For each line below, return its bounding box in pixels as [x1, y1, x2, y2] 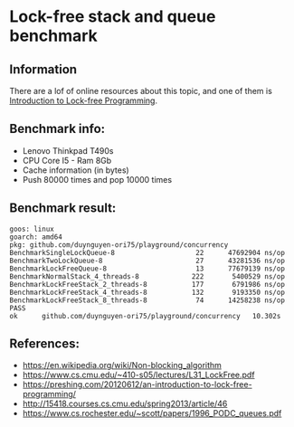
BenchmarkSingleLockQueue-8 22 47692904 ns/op [9, 248, 285, 257]
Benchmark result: [9, 201, 117, 216]
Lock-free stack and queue [9, 6, 216, 27]
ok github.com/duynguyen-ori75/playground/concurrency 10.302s [9, 311, 281, 320]
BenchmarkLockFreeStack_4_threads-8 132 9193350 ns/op [9, 288, 285, 297]
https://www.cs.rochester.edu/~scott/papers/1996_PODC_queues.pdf [22, 408, 282, 419]
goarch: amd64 [9, 232, 63, 242]
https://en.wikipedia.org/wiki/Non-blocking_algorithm [22, 360, 222, 371]
